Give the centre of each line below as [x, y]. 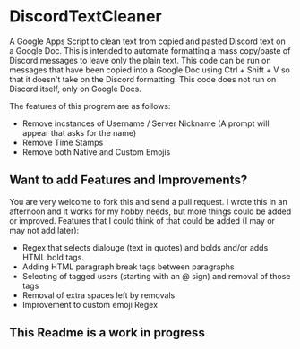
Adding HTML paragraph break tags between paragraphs [128, 267]
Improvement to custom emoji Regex [90, 304]
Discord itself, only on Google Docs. [75, 89]
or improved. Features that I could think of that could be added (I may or [142, 220]
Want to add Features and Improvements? [129, 180]
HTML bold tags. [53, 257]
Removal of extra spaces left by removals [99, 295]
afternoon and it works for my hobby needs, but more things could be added [150, 211]
